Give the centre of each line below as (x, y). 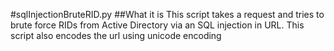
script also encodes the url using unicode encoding (116, 35)
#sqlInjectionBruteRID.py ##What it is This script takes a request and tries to (167, 14)
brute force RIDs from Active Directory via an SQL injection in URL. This (157, 25)
